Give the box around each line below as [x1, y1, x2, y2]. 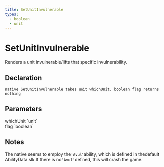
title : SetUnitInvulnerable [5, 7, 64, 12]
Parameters [5, 105, 42, 113]
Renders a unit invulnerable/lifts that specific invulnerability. [5, 59, 128, 65]
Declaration [5, 73, 42, 82]
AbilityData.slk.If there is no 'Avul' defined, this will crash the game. [5, 156, 143, 162]
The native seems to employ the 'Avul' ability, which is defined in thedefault [5, 151, 160, 157]
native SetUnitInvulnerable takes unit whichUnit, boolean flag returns [5, 87, 159, 92]
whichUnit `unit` [5, 118, 38, 124]
